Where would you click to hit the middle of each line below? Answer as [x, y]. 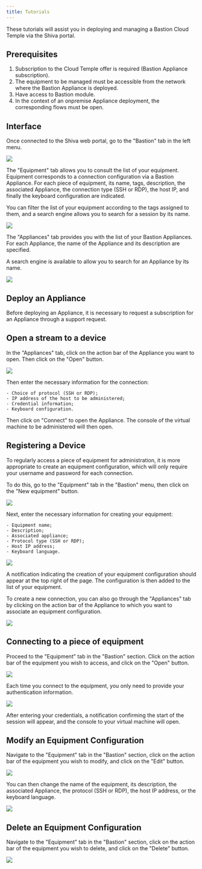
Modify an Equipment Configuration [75, 740]
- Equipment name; [29, 525]
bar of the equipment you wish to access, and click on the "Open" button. [98, 663]
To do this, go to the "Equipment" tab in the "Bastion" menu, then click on [97, 485]
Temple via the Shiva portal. [41, 35]
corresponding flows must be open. [59, 107]
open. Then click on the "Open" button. [55, 359]
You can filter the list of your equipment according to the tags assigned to [98, 208]
